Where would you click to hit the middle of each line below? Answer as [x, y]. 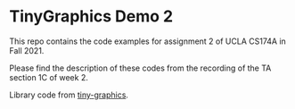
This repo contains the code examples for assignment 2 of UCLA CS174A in [148, 41]
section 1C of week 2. [49, 77]
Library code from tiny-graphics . [69, 95]
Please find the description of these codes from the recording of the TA [140, 68]
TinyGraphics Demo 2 [91, 17]
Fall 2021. [27, 50]
